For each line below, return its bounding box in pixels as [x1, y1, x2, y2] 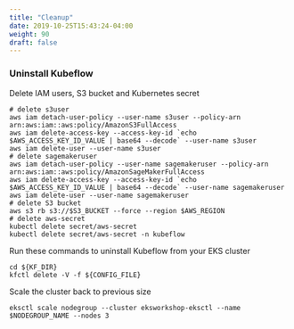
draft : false [9, 37, 58, 47]
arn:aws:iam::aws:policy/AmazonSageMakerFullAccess [9, 167, 205, 177]
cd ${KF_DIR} [9, 262, 58, 272]
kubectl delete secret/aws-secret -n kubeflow [9, 229, 185, 239]
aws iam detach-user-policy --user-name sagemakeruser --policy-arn [9, 160, 269, 169]
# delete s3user [9, 104, 69, 114]
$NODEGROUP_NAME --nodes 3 [9, 311, 110, 320]
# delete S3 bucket [9, 198, 82, 208]
